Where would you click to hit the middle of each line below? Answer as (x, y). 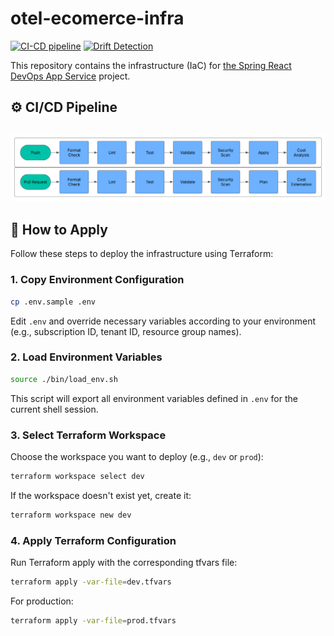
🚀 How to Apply (59, 229)
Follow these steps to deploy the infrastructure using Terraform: (142, 254)
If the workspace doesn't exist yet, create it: (101, 495)
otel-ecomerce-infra (97, 18)
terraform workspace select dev (77, 476)
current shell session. (54, 409)
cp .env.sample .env (53, 302)
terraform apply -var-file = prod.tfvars (93, 620)
